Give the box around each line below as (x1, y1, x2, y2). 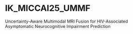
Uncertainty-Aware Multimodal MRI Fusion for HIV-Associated (5, 18, 128, 24)
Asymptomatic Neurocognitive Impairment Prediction (5, 23, 111, 29)
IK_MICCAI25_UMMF (5, 3, 91, 14)
